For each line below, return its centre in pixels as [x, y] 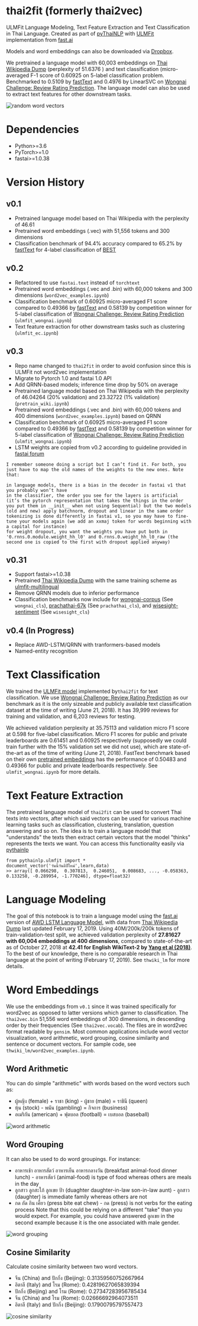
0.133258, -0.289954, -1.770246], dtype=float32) [69, 876]
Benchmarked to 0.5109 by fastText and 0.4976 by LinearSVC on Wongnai [96, 82]
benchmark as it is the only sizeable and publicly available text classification [99, 704]
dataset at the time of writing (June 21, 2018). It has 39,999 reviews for [92, 710]
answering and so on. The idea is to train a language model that [84, 831]
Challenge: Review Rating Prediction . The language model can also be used [98, 87]
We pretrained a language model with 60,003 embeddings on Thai [87, 63]
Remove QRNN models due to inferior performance [77, 593]
